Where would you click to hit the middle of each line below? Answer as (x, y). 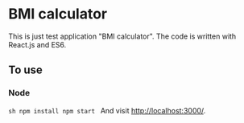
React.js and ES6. (37, 44)
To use (25, 70)
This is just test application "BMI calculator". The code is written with (122, 36)
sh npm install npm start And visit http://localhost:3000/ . (107, 110)
